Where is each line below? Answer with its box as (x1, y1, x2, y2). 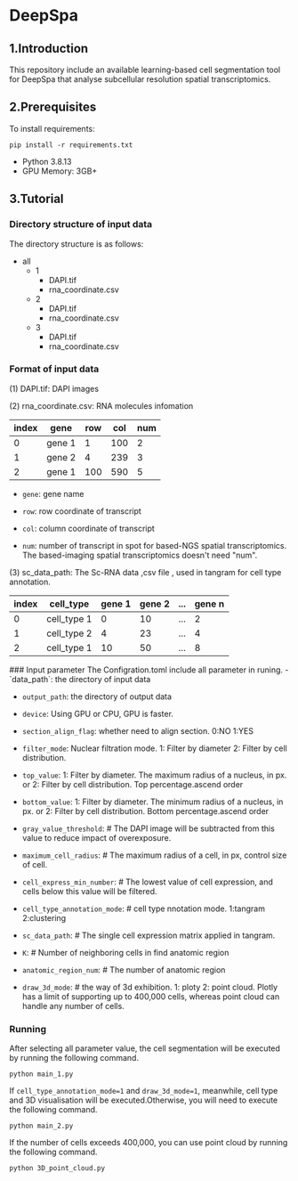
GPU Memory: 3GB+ (21, 166, 98, 176)
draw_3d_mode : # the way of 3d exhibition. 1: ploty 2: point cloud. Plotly (21, 981, 278, 992)
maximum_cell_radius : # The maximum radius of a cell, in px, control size (21, 850, 287, 860)
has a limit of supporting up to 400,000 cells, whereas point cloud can (21, 990, 280, 1002)
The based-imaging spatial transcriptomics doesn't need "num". (21, 550, 258, 560)
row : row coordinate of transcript (21, 505, 142, 517)
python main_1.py (9, 1070, 74, 1079)
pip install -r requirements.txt (9, 140, 133, 150)
